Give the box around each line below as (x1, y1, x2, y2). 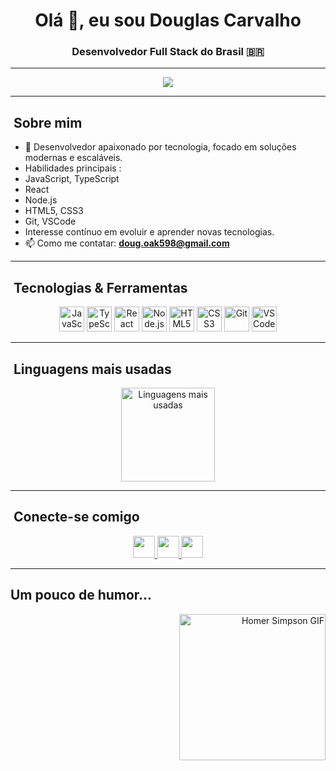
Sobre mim (13, 114, 83, 131)
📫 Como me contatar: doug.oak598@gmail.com (24, 237, 230, 249)
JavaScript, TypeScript (24, 173, 120, 185)
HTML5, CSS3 (24, 205, 84, 217)
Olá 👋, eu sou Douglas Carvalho (34, 9, 302, 32)
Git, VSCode (24, 215, 77, 228)
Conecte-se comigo (13, 509, 140, 526)
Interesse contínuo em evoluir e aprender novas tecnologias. (24, 226, 275, 238)
